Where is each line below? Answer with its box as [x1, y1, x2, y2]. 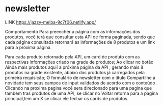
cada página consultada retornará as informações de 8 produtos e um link [5, 39, 155, 45]
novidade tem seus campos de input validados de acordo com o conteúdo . [5, 79, 158, 86]
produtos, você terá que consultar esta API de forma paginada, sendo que [5, 34, 155, 40]
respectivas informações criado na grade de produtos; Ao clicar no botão [5, 59, 154, 65]
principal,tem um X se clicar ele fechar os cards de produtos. [5, 95, 129, 101]
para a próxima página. [5, 44, 52, 50]
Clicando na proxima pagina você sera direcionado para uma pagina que [5, 85, 152, 91]
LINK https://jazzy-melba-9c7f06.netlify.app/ [5, 19, 96, 25]
